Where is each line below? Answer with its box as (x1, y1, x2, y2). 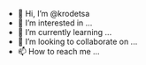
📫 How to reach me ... (17, 47, 100, 56)
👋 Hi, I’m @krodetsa (17, 9, 90, 18)
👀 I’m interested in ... (17, 18, 93, 28)
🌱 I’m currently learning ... (17, 27, 112, 37)
